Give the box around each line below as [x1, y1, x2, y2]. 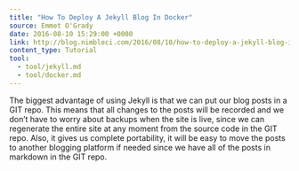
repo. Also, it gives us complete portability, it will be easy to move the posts [9, 132, 287, 143]
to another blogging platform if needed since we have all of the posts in [9, 142, 271, 152]
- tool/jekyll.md [17, 63, 82, 72]
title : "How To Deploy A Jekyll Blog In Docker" [9, 12, 193, 22]
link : [9, 37, 29, 47]
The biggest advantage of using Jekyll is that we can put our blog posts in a [9, 95, 287, 105]
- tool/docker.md [17, 71, 82, 80]
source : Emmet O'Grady [9, 21, 93, 30]
